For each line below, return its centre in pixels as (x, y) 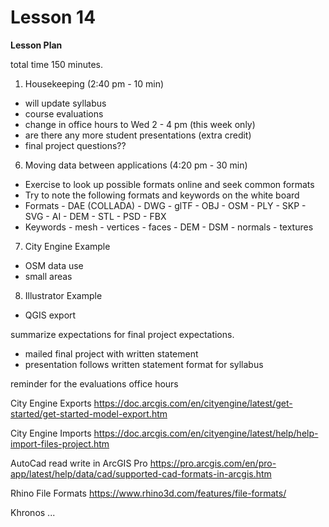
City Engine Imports (51, 433)
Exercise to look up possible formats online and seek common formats (169, 184)
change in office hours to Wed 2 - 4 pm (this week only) (140, 124)
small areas (48, 276)
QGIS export (50, 315)
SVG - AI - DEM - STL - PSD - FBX (95, 216)
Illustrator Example (63, 295)
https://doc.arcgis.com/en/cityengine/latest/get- (193, 403)
